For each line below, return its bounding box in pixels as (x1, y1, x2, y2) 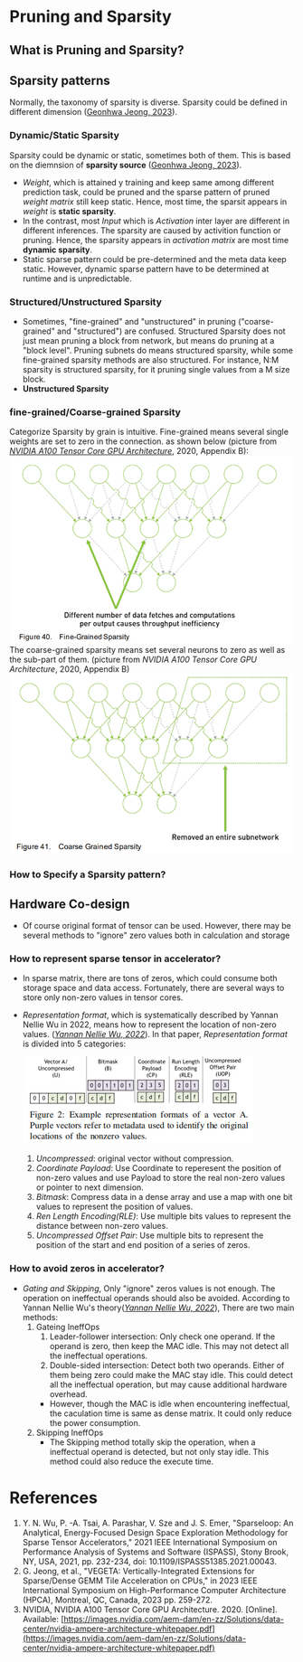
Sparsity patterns (9, 72, 110, 88)
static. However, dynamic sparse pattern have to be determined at (22, 263, 270, 274)
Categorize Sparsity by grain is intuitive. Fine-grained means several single (9, 427, 289, 438)
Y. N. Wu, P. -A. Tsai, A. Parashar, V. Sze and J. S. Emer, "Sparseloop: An (22, 1517, 294, 1528)
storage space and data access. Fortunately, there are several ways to (22, 983, 285, 994)
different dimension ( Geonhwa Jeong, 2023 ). (9, 107, 178, 118)
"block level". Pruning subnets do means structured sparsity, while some (22, 345, 294, 355)
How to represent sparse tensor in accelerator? (9, 952, 222, 965)
